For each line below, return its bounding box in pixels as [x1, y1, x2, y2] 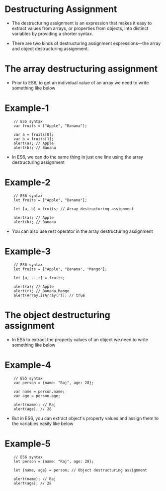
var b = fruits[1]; [13, 136, 54, 141]
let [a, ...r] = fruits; [13, 275, 65, 280]
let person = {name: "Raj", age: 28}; [13, 459, 94, 464]
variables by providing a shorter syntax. [11, 30, 93, 36]
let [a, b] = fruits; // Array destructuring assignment [13, 206, 134, 211]
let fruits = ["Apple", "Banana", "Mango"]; [13, 266, 107, 272]
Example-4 [4, 359, 51, 371]
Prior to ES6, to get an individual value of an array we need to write [11, 79, 149, 85]
